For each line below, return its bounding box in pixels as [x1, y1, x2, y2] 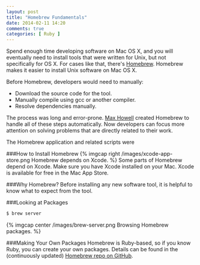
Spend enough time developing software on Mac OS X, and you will [6, 47, 173, 55]
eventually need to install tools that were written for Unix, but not [6, 54, 166, 61]
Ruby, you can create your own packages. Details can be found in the [6, 246, 178, 252]
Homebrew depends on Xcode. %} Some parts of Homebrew [31, 156, 183, 164]
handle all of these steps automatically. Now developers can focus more [6, 121, 185, 128]
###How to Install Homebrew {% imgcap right [6, 150, 120, 158]
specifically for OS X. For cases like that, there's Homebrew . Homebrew [6, 61, 183, 68]
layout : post [6, 8, 39, 15]
